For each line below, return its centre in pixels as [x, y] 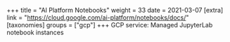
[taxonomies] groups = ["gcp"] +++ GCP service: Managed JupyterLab [110, 25]
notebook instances [35, 32]
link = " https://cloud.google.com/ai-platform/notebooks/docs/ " [98, 17]
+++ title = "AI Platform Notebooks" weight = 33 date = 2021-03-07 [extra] [115, 10]
